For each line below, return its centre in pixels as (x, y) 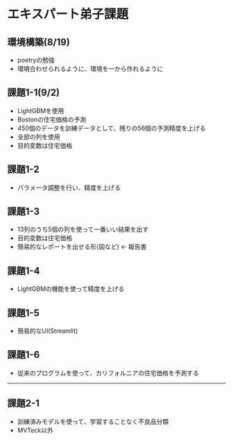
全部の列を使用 (38, 137)
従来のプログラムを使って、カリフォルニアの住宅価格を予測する (108, 373)
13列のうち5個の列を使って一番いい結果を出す (83, 229)
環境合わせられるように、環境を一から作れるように (90, 69)
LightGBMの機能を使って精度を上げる (71, 289)
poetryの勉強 (36, 60)
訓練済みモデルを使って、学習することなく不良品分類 (93, 422)
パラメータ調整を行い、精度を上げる (69, 188)
